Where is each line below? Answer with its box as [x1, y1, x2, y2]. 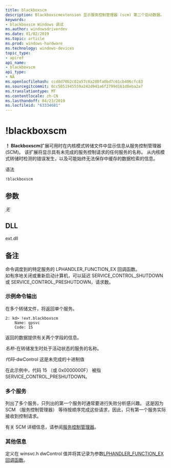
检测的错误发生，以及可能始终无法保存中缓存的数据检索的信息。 [23, 155, 158, 162]
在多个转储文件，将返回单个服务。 [5, 305, 77, 311]
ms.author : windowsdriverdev [5, 27, 68, 32]
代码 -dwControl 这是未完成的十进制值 [5, 356, 84, 362]
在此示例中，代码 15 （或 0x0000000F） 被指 [5, 367, 101, 373]
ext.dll [5, 235, 18, 241]
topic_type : [5, 50, 31, 55]
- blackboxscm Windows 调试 [5, 22, 64, 27]
